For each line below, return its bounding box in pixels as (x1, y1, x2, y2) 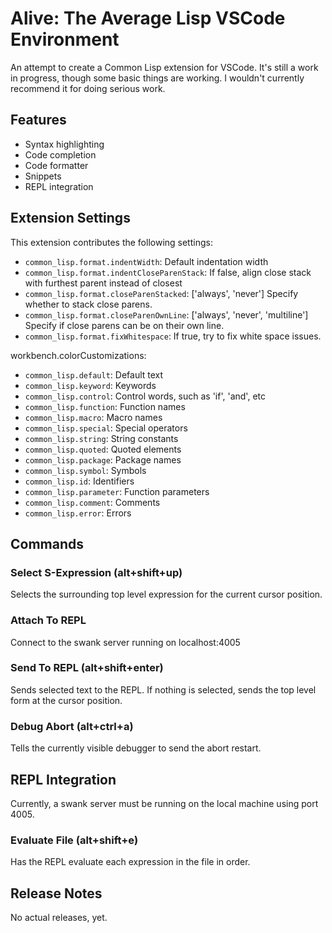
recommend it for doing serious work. (10, 82, 166, 94)
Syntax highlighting (24, 138, 105, 150)
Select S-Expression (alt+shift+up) (10, 565, 183, 579)
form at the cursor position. (10, 694, 123, 706)
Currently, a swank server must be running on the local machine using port (10, 797, 319, 809)
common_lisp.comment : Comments (24, 496, 161, 508)
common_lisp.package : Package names (24, 453, 182, 466)
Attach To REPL (10, 613, 87, 627)
